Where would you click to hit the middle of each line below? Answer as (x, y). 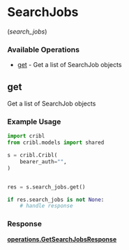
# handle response (46, 206)
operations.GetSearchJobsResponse (62, 239)
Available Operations (44, 50)
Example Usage (34, 122)
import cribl (26, 136)
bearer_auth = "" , (44, 161)
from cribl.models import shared (56, 143)
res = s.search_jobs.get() (46, 187)
